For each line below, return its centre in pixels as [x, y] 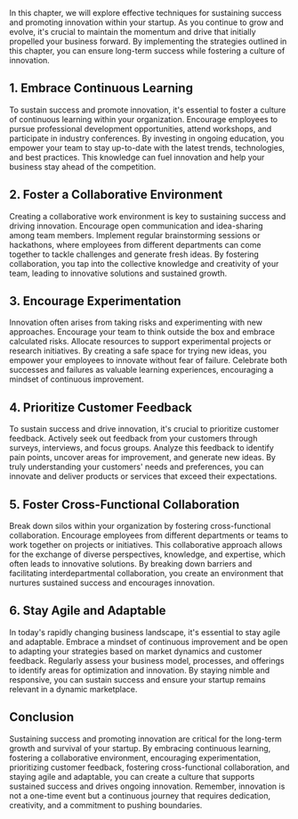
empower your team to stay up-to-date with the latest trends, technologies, [147, 147]
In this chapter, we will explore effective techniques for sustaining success [145, 13]
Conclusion [42, 717]
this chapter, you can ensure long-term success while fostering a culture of [147, 51]
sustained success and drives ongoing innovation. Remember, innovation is [147, 786]
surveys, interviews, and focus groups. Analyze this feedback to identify [141, 448]
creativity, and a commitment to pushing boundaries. [106, 805]
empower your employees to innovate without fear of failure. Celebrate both [148, 360]
